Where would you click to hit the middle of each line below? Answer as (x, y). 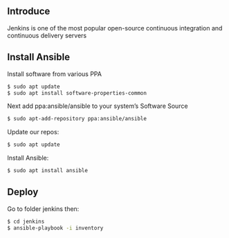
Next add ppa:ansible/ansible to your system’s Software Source (98, 106)
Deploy (23, 192)
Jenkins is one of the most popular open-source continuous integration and (115, 28)
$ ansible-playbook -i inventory (55, 228)
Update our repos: (33, 132)
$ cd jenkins (26, 221)
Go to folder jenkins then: (43, 209)
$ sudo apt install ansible (48, 171)
